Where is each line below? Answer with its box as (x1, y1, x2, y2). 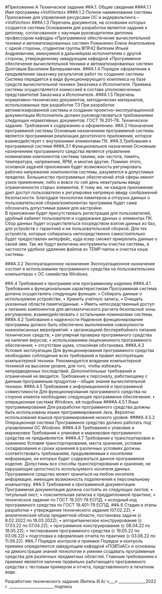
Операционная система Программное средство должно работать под (5, 419, 151, 425)
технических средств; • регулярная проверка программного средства (5, 332, 152, 337)
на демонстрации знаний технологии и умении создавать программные (5, 548, 155, 554)
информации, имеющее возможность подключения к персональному (5, 476, 150, 482)
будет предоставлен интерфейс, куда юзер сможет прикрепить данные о (5, 236, 158, 241)
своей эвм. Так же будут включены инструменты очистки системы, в (5, 241, 149, 247)
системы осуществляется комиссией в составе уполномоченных (5, 87, 141, 92)
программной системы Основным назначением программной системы (5, 128, 154, 133)
